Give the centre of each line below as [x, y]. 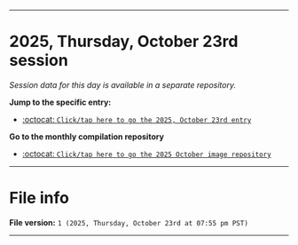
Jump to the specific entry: [60, 102]
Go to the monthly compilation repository [86, 136]
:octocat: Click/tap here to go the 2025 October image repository [147, 154]
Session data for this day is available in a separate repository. [123, 84]
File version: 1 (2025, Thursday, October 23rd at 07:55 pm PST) [129, 222]
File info [39, 198]
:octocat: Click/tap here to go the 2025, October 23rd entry [137, 119]
